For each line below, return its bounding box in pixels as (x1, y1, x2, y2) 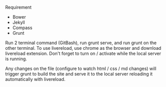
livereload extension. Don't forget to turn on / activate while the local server (5, 50, 161, 56)
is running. (5, 56, 28, 62)
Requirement (5, 5, 32, 10)
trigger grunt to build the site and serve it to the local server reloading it (5, 71, 153, 77)
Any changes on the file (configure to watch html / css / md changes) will (5, 65, 156, 71)
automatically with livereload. (5, 76, 66, 82)
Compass (12, 25, 33, 31)
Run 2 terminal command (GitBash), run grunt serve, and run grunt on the (5, 40, 157, 46)
